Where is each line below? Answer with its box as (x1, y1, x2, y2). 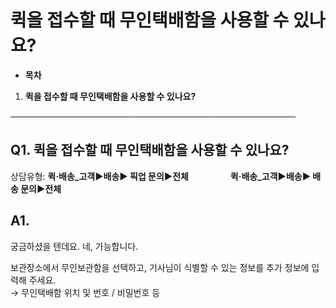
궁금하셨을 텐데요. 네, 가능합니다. (10, 240, 139, 252)
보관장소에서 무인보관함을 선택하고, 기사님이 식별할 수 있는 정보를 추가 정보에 (10, 261, 310, 273)
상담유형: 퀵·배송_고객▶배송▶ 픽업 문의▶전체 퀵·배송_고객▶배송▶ (10, 170, 312, 182)
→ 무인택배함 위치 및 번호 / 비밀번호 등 (10, 286, 161, 298)
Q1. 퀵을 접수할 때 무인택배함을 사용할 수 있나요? (10, 142, 290, 159)
